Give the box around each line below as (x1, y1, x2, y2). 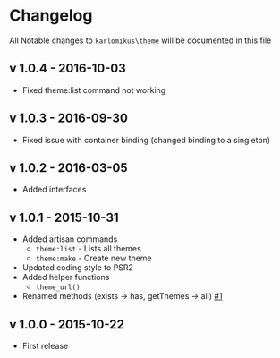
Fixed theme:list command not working (21, 84, 166, 95)
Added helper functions (21, 272, 110, 283)
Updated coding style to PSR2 (21, 262, 134, 273)
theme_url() (35, 283, 81, 292)
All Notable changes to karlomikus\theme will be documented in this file (9, 35, 272, 46)
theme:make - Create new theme (35, 252, 152, 264)
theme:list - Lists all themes (35, 243, 141, 254)
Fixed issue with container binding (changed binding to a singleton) (21, 134, 271, 145)
